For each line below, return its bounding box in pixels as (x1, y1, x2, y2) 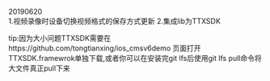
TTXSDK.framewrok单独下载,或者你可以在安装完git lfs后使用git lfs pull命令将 (8, 54, 262, 63)
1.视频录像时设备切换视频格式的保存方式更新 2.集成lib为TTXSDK (8, 16, 221, 26)
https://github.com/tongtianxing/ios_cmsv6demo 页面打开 (8, 43, 201, 53)
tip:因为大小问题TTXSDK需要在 (8, 34, 112, 43)
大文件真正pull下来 (8, 63, 70, 73)
